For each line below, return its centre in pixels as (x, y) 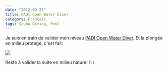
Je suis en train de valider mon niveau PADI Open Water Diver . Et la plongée (84, 38)
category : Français (26, 19)
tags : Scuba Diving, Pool (32, 24)
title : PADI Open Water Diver (37, 14)
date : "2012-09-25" (26, 10)
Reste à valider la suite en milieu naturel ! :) (50, 62)
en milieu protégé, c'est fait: (34, 43)
